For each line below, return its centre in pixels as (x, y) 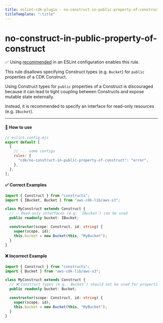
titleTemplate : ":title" (30, 14)
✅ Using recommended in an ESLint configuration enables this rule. (72, 62)
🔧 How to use (19, 127)
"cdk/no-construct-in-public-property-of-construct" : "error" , (83, 161)
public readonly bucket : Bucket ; (43, 289)
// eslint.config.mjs (27, 138)
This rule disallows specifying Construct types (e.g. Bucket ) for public (75, 72)
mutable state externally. (30, 97)
